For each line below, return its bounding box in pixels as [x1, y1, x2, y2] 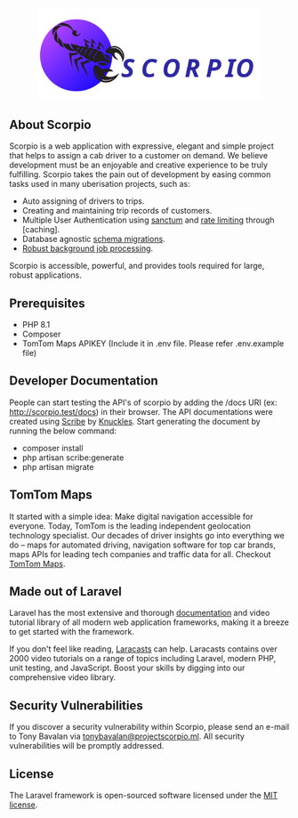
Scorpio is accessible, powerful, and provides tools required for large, [9, 261, 265, 271]
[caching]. [21, 224, 60, 235]
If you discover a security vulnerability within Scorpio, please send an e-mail [9, 722, 290, 733]
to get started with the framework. [9, 627, 135, 637]
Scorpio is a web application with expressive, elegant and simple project [9, 141, 274, 151]
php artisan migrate [21, 461, 94, 472]
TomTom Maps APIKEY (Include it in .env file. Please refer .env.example [21, 338, 285, 349]
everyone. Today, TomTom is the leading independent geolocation [9, 520, 251, 531]
